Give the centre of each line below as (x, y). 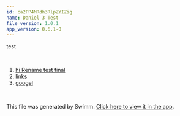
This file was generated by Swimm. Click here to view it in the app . (90, 107)
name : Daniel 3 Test (33, 18)
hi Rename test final (40, 70)
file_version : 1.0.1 (33, 23)
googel (24, 83)
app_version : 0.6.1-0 (34, 29)
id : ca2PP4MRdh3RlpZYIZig (39, 12)
